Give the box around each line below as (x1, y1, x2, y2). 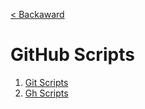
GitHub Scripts (10, 44, 135, 66)
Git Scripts (24, 76, 69, 88)
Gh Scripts (24, 87, 69, 99)
